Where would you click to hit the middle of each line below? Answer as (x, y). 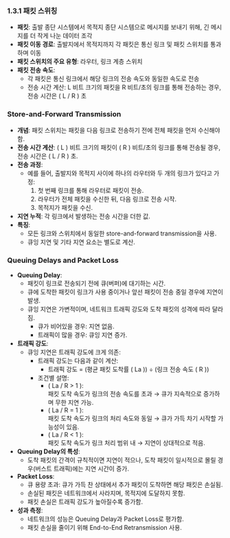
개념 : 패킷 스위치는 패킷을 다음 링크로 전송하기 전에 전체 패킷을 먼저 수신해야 (119, 130)
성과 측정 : (30, 510)
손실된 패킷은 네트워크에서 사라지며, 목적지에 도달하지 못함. (106, 493)
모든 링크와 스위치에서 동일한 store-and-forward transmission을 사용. (122, 233)
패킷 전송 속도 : (36, 70)
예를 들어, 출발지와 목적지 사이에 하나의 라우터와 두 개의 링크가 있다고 (120, 173)
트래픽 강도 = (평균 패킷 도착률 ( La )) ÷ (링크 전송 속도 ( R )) (128, 369)
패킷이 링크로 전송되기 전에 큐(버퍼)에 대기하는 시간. (96, 283)
